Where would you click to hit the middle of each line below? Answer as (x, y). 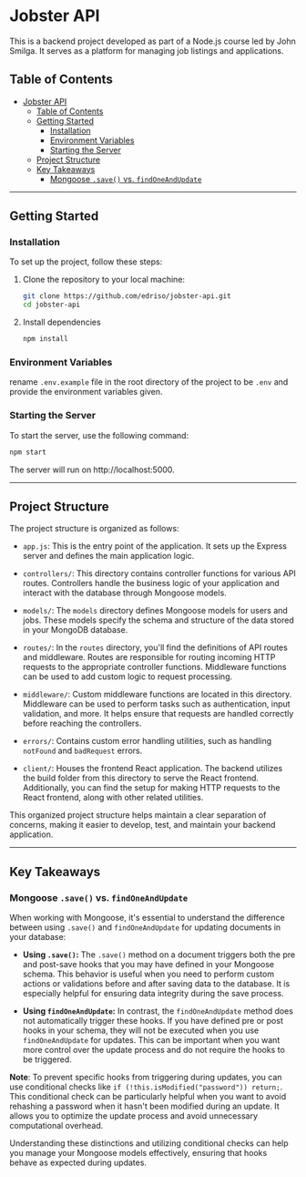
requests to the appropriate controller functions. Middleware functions (154, 667)
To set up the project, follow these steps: (86, 262)
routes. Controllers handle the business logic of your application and (151, 583)
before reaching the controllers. (82, 723)
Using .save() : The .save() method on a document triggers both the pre (159, 955)
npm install (45, 339)
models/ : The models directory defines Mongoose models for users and (155, 611)
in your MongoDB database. (75, 630)
